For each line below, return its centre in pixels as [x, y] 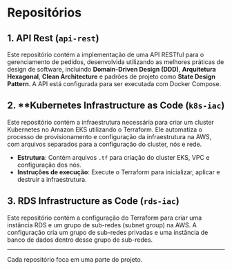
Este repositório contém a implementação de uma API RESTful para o [106, 54]
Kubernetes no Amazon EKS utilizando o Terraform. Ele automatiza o [105, 129]
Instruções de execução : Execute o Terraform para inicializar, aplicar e [118, 172]
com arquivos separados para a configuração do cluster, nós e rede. [105, 144]
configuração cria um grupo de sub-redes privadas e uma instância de [108, 232]
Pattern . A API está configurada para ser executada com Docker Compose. [114, 84]
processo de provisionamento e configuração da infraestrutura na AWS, [109, 136]
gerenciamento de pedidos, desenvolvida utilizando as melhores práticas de [116, 62]
